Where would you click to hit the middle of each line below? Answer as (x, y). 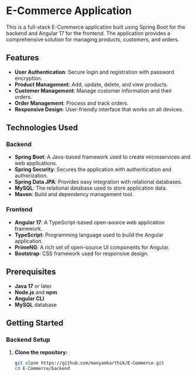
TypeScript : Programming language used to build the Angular (89, 235)
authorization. (31, 176)
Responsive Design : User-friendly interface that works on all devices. (99, 109)
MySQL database (36, 304)
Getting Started (35, 323)
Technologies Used (42, 128)
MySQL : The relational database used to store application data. (91, 188)
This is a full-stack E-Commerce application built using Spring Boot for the (96, 27)
